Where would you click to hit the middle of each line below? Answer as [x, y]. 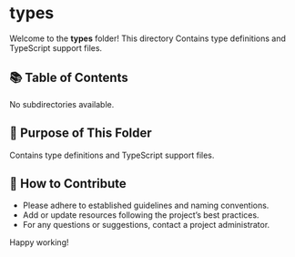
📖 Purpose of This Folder [81, 134]
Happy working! [39, 242]
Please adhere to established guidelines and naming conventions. [146, 206]
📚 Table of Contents [69, 78]
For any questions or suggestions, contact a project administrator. [146, 225]
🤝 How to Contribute [68, 184]
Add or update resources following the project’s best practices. [141, 215]
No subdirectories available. [62, 104]
